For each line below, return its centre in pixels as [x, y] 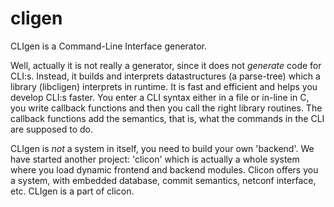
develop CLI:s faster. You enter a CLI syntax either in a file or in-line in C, [160, 97]
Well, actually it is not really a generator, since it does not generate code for [166, 65]
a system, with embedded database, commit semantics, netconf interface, [163, 180]
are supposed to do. [52, 129]
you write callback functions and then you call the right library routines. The [166, 108]
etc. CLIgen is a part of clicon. [72, 191]
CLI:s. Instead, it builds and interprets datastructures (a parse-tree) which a [165, 76]
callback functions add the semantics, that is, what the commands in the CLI [167, 118]
